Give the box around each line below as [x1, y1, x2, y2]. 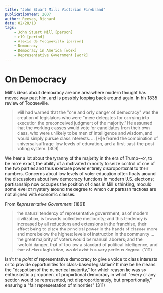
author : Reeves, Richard [5, 16, 55, 21]
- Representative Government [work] [14, 52, 89, 58]
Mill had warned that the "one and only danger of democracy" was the [17, 109, 159, 115]
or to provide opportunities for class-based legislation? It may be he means [5, 262, 156, 268]
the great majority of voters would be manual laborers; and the [17, 236, 143, 242]
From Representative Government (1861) [5, 201, 86, 207]
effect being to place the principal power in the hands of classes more [17, 226, 158, 232]
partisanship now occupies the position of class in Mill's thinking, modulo [5, 181, 152, 187]
